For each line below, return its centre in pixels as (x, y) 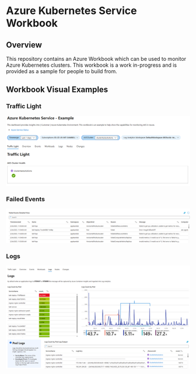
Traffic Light (24, 107)
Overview (24, 45)
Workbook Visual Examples (57, 90)
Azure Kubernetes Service (71, 11)
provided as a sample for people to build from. (62, 71)
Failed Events (26, 199)
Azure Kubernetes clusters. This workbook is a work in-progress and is (91, 65)
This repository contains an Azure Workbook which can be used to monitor (96, 59)
